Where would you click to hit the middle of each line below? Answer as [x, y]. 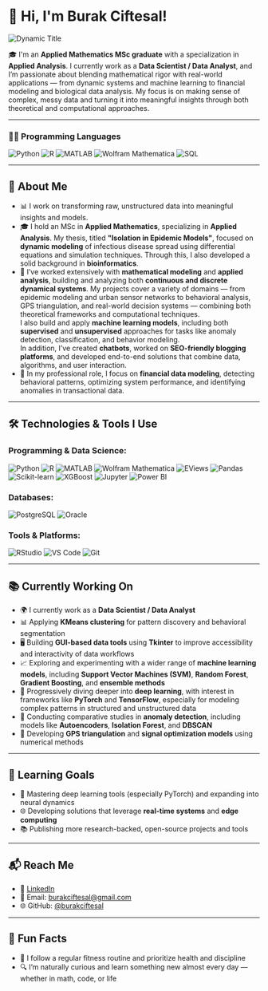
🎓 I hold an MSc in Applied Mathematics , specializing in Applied [128, 227]
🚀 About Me [38, 186]
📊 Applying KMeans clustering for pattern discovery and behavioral [133, 622]
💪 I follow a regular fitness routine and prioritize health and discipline [132, 957]
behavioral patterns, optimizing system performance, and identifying [132, 382]
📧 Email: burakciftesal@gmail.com [75, 897]
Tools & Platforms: [45, 535]
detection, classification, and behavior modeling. [100, 340]
